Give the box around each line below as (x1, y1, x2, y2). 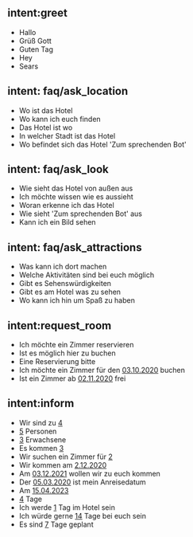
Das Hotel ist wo (18, 123, 73, 132)
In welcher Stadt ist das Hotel (18, 131, 116, 140)
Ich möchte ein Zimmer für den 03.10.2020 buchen (18, 366, 186, 375)
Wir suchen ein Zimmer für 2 (18, 452, 113, 461)
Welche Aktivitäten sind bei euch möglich (18, 270, 155, 280)
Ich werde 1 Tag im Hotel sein (18, 502, 116, 512)
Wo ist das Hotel (18, 105, 73, 115)
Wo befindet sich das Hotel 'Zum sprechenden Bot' (18, 139, 187, 149)
